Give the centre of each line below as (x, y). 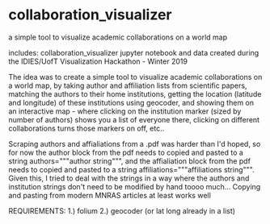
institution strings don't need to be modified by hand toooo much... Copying (135, 186)
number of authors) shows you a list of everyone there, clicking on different (134, 119)
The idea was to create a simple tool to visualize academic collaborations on (135, 77)
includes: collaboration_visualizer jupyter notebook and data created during (134, 52)
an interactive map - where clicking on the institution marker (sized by (125, 111)
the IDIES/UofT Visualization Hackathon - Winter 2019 (98, 61)
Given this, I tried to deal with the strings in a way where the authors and (129, 178)
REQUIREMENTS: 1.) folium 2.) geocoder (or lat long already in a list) (122, 210)
